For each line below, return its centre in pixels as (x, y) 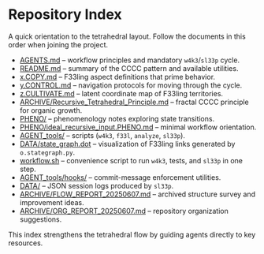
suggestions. (41, 219)
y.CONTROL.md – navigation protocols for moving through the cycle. (131, 85)
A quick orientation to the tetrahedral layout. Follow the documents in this (127, 36)
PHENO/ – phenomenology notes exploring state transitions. (117, 118)
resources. (26, 243)
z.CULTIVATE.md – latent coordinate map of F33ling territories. (121, 93)
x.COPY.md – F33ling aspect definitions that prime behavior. (117, 77)
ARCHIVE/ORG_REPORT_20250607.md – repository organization (124, 211)
